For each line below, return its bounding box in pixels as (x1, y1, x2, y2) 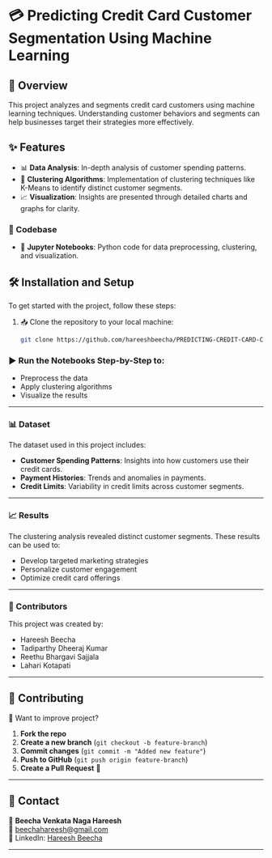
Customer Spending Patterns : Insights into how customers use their (19, 456, 249, 465)
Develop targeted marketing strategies (19, 555, 149, 565)
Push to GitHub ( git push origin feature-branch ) (19, 754, 189, 764)
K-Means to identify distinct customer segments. (19, 183, 183, 193)
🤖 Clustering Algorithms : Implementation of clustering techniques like (19, 174, 255, 184)
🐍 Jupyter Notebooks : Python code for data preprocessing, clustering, (19, 242, 257, 252)
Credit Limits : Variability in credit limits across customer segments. (19, 482, 244, 491)
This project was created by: (8, 618, 104, 628)
